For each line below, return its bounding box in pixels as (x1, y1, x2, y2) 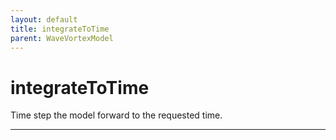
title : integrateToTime (10, 24, 110, 34)
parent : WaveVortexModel (10, 33, 114, 43)
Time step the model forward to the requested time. (10, 109, 223, 121)
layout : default (10, 14, 78, 25)
